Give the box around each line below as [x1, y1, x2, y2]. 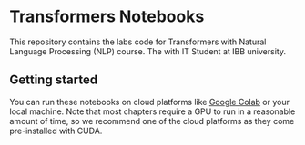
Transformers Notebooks [9, 6, 205, 27]
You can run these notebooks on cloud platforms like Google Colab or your [9, 96, 290, 107]
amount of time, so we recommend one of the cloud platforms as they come [9, 115, 295, 126]
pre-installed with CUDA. [9, 125, 103, 136]
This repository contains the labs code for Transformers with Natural [9, 36, 267, 47]
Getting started [9, 72, 98, 88]
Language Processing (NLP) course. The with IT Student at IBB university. [9, 45, 287, 56]
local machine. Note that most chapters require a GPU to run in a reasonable [9, 106, 296, 117]
